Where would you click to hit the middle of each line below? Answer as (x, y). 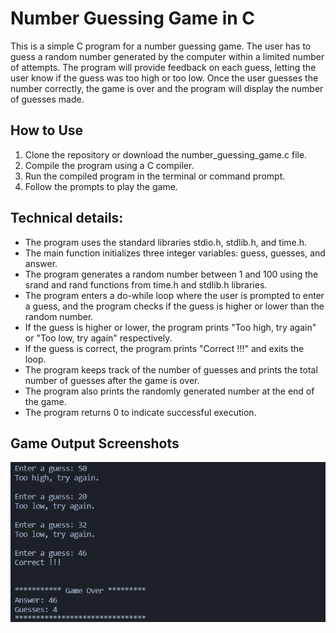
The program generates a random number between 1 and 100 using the (171, 274)
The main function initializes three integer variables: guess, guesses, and (175, 253)
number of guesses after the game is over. (112, 380)
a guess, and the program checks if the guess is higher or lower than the (174, 306)
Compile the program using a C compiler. (109, 165)
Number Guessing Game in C (133, 18)
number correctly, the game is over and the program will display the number (167, 88)
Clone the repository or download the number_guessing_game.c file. (166, 154)
